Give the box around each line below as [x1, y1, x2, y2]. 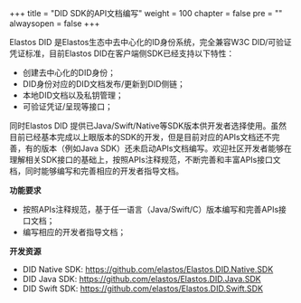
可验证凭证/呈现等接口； [22, 101, 113, 111]
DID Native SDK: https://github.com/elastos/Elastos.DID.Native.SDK [22, 264, 274, 274]
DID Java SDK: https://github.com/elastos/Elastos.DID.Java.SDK [22, 274, 261, 284]
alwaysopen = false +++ [9, 18, 100, 29]
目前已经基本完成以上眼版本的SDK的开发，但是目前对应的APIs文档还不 [9, 132, 273, 142]
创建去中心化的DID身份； [22, 67, 116, 78]
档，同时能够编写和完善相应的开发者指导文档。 [9, 166, 183, 176]
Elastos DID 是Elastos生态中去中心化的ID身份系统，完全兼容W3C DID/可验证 [9, 37, 292, 47]
